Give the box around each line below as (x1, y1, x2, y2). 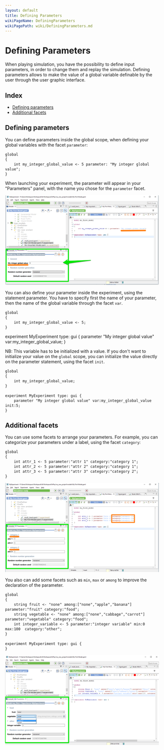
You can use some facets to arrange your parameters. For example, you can (5, 434, 158, 440)
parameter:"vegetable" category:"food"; (5, 617, 89, 621)
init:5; (5, 403, 21, 408)
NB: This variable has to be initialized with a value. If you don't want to (5, 348, 146, 354)
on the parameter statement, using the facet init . (5, 359, 105, 364)
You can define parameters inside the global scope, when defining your (5, 136, 149, 142)
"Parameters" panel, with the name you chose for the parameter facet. (5, 185, 145, 191)
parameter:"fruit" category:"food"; (5, 607, 80, 612)
